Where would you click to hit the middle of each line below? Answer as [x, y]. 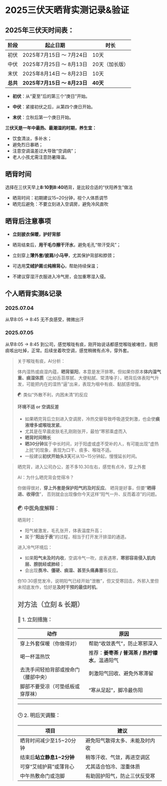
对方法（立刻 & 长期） [50, 604]
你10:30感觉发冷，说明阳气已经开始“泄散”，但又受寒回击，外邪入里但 [88, 581]
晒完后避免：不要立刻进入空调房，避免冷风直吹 [60, 204]
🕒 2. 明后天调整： [39, 715]
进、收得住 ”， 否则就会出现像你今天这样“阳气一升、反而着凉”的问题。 [88, 494]
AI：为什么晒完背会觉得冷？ [46, 477]
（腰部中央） [35, 677]
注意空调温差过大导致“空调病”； [45, 151]
